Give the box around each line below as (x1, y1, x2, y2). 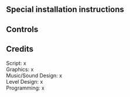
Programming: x (6, 84, 45, 91)
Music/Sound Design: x (6, 72, 63, 79)
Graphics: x (6, 66, 34, 73)
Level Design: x (6, 78, 43, 85)
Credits (6, 44, 34, 54)
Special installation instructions (6, 5, 125, 15)
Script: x (6, 59, 26, 66)
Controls (6, 24, 39, 34)
